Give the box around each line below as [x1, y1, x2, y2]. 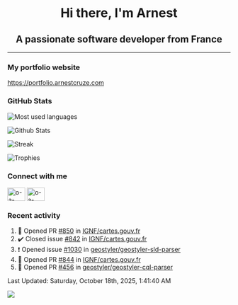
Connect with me [7, 171, 67, 181]
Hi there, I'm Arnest [59, 5, 178, 21]
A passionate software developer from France [15, 33, 223, 45]
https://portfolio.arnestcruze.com [7, 79, 105, 87]
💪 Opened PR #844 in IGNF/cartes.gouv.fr [17, 255, 141, 264]
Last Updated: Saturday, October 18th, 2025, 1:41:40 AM [7, 277, 171, 285]
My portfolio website [7, 62, 80, 72]
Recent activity [7, 210, 61, 220]
